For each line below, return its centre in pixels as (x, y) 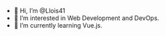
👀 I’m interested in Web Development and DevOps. (86, 18)
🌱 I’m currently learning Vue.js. (58, 25)
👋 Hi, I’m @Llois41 (39, 11)
